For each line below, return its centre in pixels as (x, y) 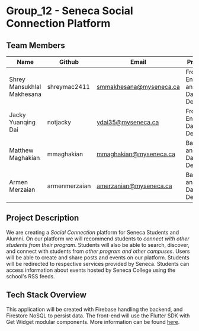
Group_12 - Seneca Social (70, 11)
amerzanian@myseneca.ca (135, 186)
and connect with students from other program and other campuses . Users (98, 251)
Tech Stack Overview (46, 295)
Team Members (36, 45)
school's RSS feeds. (31, 276)
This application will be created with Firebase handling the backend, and (94, 309)
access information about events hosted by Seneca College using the (91, 270)
